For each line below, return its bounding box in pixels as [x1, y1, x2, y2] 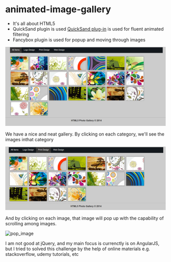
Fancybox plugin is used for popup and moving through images [12, 37, 146, 43]
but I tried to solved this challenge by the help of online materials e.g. [5, 246, 150, 252]
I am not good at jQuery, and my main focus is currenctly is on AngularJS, [5, 240, 160, 246]
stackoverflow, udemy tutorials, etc [5, 251, 79, 257]
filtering [12, 31, 30, 37]
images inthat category [5, 137, 54, 143]
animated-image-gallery [5, 4, 111, 15]
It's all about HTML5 [12, 20, 55, 27]
